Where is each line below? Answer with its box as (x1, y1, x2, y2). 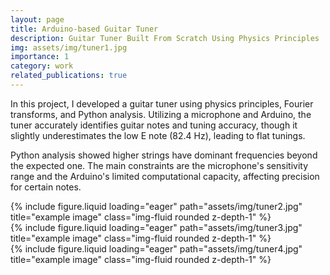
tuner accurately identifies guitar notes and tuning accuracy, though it (10, 119, 298, 131)
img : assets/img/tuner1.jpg (10, 42, 128, 53)
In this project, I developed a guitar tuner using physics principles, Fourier (10, 97, 314, 110)
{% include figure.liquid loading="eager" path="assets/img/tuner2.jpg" (10, 200, 303, 212)
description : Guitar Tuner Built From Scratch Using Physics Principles (10, 33, 320, 43)
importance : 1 (10, 52, 70, 62)
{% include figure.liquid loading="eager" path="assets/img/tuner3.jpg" (10, 221, 303, 233)
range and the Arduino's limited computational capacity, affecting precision (10, 170, 320, 182)
